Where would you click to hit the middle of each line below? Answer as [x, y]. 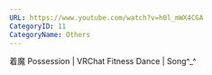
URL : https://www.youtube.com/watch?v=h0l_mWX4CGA [106, 18]
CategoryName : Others [50, 34]
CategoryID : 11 [38, 26]
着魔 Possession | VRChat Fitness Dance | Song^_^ [103, 61]
